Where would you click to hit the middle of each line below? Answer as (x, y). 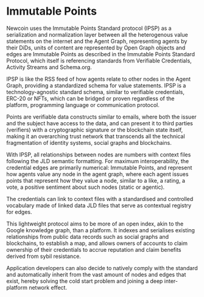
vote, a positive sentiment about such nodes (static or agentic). (86, 187)
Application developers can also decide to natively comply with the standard (102, 268)
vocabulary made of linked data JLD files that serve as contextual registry (99, 205)
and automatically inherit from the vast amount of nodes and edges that (96, 274)
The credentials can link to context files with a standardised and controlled (100, 199)
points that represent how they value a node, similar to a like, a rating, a (96, 180)
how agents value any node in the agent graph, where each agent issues (97, 174)
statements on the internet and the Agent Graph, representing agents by (97, 41)
